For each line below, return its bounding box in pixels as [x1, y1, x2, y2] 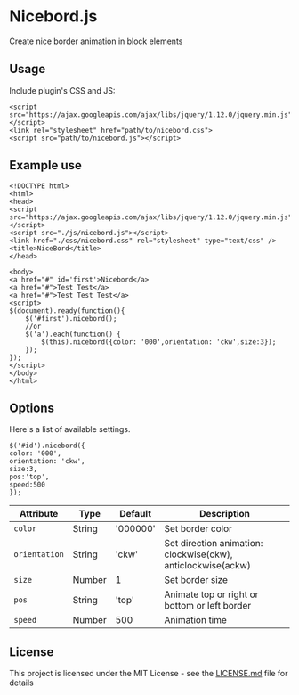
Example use [9, 158, 83, 173]
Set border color [164, 523, 233, 536]
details [9, 677, 34, 688]
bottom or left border [164, 600, 252, 612]
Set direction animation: [164, 537, 263, 550]
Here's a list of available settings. [9, 424, 131, 435]
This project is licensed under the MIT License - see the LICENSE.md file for [9, 668, 288, 679]
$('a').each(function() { [25, 330, 122, 339]
